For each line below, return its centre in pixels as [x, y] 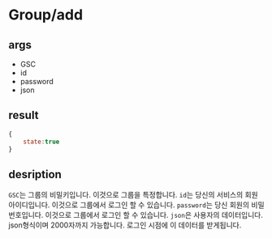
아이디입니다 [28, 205]
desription [35, 174]
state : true [41, 142]
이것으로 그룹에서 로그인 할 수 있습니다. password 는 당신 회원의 [151, 205]
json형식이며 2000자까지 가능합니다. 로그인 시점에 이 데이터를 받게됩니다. [125, 225]
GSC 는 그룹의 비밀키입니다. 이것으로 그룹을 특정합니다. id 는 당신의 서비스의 [126, 195]
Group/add [46, 15]
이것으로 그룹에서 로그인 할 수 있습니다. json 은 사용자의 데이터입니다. [154, 215]
